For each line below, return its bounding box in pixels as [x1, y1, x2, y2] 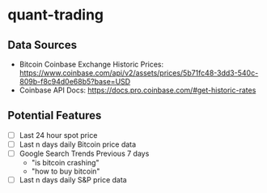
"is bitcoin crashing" [31, 158, 100, 167]
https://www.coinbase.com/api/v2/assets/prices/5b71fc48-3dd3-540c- [19, 68, 259, 78]
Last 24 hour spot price [19, 130, 98, 139]
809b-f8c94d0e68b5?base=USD [19, 77, 131, 86]
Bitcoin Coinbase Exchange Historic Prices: [19, 59, 164, 69]
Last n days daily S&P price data [19, 175, 127, 184]
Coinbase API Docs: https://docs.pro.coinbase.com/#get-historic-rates [19, 85, 256, 95]
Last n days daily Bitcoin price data [19, 139, 137, 149]
